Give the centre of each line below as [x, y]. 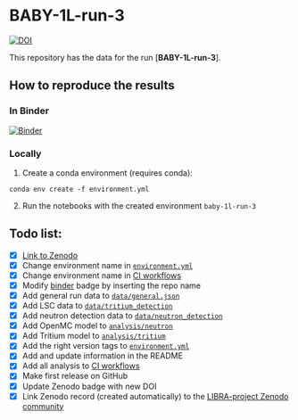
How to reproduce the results [92, 86]
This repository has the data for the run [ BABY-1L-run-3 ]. [115, 57]
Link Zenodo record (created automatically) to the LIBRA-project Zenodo [155, 396]
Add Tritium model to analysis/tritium [94, 336]
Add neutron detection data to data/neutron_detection [122, 316]
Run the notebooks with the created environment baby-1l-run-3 [139, 205]
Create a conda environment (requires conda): [108, 173]
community [43, 406]
